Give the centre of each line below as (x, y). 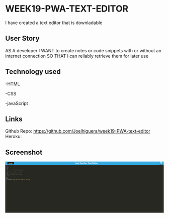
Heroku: (13, 137)
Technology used (33, 72)
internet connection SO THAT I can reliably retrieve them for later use (77, 56)
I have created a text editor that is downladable (54, 23)
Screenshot (24, 152)
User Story (22, 38)
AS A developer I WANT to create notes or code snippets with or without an (83, 50)
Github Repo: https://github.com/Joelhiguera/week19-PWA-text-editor (78, 131)
